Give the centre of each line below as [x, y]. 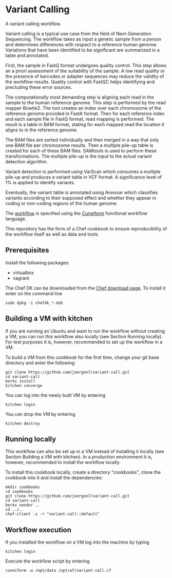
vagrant [21, 278]
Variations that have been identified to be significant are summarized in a [83, 50]
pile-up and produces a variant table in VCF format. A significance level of [84, 177]
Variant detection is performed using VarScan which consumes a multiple [83, 171]
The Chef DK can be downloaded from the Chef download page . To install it [85, 288]
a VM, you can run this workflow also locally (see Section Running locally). [84, 336]
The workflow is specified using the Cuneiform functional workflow [77, 213]
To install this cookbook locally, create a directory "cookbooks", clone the [83, 472]
